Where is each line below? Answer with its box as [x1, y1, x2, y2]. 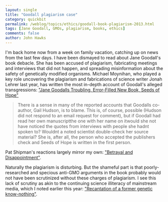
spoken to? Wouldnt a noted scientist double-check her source [17, 128, 149, 134]
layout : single [5, 7, 37, 13]
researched [5, 169, 29, 175]
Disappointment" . [5, 154, 41, 160]
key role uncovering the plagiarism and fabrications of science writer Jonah [5, 76, 162, 82]
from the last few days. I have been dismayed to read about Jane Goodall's [5, 54, 161, 60]
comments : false [5, 31, 39, 36]
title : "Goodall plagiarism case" [5, 12, 78, 17]
